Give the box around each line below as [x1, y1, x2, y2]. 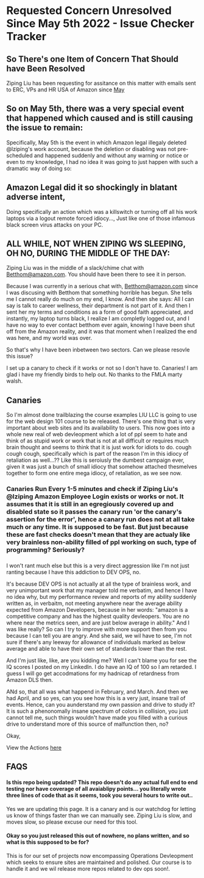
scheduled [6, 152, 33, 159]
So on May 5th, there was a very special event [6, 104, 185, 114]
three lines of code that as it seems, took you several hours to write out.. [6, 791, 193, 799]
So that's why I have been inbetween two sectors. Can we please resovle [6, 346, 190, 353]
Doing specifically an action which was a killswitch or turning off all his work [6, 208, 198, 215]
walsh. [6, 377, 23, 384]
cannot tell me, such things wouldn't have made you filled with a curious [6, 714, 188, 721]
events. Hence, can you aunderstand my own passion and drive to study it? [6, 701, 195, 709]
